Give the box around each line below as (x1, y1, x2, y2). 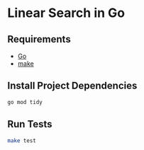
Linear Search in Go (7, 5, 126, 21)
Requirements (7, 33, 71, 45)
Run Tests (7, 118, 52, 130)
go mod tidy (7, 98, 43, 105)
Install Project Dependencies (7, 80, 138, 92)
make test (7, 137, 37, 144)
